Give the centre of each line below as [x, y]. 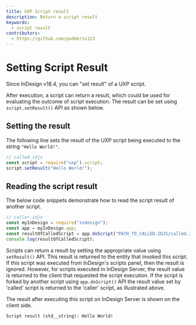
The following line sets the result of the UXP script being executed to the [93, 140]
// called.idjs [24, 157]
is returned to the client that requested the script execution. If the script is [94, 275]
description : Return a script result [52, 17]
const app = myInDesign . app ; [41, 228]
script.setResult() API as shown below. [55, 107]
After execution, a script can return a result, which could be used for [88, 95]
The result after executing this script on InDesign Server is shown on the [93, 299]
